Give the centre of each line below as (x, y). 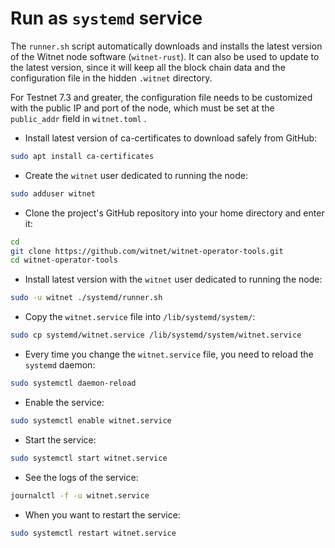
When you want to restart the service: (102, 514)
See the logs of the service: (81, 477)
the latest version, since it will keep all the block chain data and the (148, 67)
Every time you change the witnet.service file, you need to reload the (169, 354)
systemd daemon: (60, 365)
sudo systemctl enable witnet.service (91, 420)
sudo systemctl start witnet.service (89, 458)
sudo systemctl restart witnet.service (93, 533)
